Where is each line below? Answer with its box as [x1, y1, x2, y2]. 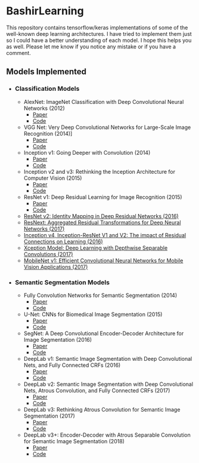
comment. [6, 49, 31, 56]
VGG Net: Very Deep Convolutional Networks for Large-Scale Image [23, 124, 191, 131]
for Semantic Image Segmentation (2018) [23, 437, 125, 444]
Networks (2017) [23, 225, 65, 232]
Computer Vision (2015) [23, 174, 82, 182]
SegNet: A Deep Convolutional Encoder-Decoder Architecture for [23, 330, 184, 337]
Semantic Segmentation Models [14, 278, 110, 286]
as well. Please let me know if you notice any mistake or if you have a [6, 43, 176, 50]
